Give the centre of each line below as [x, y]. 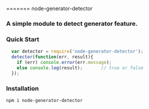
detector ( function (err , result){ [52, 57]
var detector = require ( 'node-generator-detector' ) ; [77, 52]
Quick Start [23, 39]
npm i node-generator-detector [44, 100]
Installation [23, 88]
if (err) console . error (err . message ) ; [64, 62]
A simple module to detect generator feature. [72, 23]
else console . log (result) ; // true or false [80, 68]
